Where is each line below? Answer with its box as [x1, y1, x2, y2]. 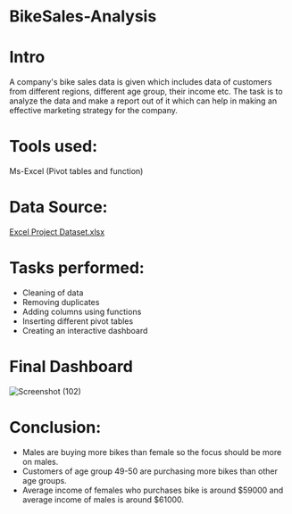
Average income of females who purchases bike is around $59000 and [21, 485, 284, 495]
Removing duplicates [21, 296, 100, 307]
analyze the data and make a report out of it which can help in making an [9, 95, 278, 106]
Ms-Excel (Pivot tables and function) [9, 166, 144, 177]
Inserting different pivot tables [21, 315, 134, 327]
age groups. [21, 475, 67, 485]
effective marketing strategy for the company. [9, 105, 179, 116]
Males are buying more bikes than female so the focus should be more [21, 446, 282, 457]
